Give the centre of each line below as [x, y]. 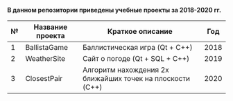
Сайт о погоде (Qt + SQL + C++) [136, 58]
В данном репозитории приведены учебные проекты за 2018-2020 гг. [114, 10]
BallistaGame [46, 47]
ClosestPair [44, 79]
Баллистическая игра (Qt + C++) [137, 47]
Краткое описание [140, 31]
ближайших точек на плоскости [136, 79]
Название [51, 27]
